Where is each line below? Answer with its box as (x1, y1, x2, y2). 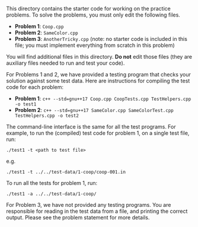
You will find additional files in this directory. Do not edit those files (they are (6, 53, 193, 60)
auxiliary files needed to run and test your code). (6, 59, 125, 66)
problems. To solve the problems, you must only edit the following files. (6, 11, 181, 18)
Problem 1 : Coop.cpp (14, 23, 64, 30)
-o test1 (14, 101, 37, 107)
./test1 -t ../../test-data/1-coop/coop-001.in (6, 169, 126, 175)
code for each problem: (6, 84, 64, 91)
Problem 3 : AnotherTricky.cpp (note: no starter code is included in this (14, 36, 188, 42)
